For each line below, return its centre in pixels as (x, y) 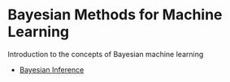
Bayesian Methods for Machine (115, 15)
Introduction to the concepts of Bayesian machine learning (106, 54)
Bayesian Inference (52, 69)
